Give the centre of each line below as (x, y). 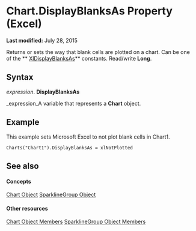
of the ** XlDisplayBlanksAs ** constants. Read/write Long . (79, 58)
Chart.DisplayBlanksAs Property (90, 11)
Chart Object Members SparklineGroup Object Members (76, 222)
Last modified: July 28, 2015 (42, 40)
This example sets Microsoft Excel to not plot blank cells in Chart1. (88, 137)
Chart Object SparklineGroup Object (51, 195)
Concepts (19, 181)
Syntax (20, 77)
